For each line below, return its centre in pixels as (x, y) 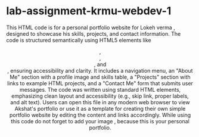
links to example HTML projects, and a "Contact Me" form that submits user (100, 83)
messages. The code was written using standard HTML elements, (100, 89)
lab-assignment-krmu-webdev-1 (89, 11)
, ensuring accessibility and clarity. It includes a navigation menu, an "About (100, 70)
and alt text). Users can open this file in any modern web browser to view (100, 102)
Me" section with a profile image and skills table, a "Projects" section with (100, 77)
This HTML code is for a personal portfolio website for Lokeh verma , (91, 27)
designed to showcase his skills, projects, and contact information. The (94, 33)
